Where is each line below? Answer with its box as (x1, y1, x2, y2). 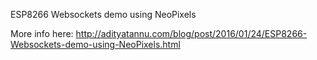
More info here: (10, 28, 74, 39)
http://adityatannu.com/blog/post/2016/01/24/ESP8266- (75, 28, 308, 39)
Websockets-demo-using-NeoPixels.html (10, 39, 181, 50)
